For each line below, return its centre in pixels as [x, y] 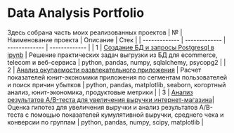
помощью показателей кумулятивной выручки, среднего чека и [127, 115]
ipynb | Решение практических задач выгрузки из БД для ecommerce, [112, 55]
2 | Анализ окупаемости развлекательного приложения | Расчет [104, 70]
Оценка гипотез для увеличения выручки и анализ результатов [103, 107]
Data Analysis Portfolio [76, 13]
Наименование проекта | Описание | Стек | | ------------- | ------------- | [117, 39]
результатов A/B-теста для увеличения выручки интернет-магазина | [111, 99]
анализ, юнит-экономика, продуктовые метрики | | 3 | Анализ [100, 92]
